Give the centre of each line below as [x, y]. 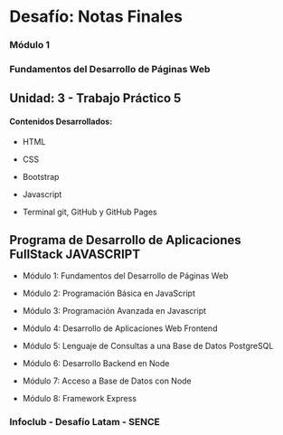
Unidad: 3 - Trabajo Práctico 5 [95, 98]
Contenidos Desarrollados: [61, 122]
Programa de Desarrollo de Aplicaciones [125, 240]
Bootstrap [41, 176]
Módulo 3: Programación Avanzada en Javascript [114, 311]
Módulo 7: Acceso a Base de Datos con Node [107, 381]
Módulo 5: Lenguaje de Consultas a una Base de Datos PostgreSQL [148, 346]
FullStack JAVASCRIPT [75, 255]
